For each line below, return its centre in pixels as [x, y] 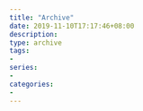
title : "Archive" [42, 17]
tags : [19, 51]
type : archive [36, 43]
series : [24, 68]
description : [34, 34]
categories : [31, 84]
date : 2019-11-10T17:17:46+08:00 [72, 26]
